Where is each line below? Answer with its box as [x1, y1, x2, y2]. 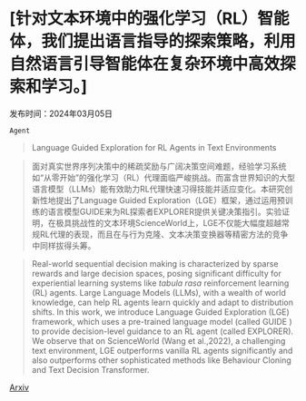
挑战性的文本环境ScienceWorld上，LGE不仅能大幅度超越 [71, 217, 282, 228]
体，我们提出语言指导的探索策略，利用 [9, 31, 297, 52]
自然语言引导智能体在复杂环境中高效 [9, 54, 281, 74]
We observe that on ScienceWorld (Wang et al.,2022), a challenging [31, 335, 286, 346]
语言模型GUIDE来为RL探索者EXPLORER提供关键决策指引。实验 [47, 206, 282, 217]
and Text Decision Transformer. [31, 364, 150, 375]
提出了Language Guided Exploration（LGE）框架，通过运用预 [55, 194, 286, 205]
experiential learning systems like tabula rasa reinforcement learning [31, 278, 290, 289]
